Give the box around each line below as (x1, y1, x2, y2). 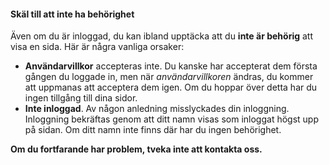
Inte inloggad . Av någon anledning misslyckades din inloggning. (24, 103, 290, 115)
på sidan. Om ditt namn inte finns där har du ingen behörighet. (24, 124, 282, 136)
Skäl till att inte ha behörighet (10, 8, 135, 20)
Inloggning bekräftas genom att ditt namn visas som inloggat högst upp (24, 113, 319, 125)
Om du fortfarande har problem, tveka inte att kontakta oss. (10, 143, 263, 155)
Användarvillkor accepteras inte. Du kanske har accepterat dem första (24, 60, 318, 72)
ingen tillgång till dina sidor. (24, 92, 138, 104)
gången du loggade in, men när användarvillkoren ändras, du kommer (24, 71, 314, 83)
